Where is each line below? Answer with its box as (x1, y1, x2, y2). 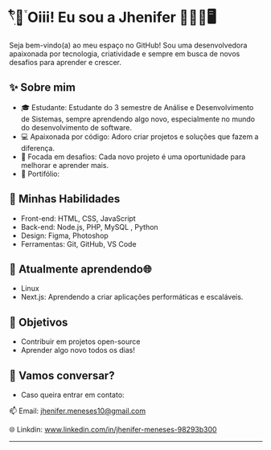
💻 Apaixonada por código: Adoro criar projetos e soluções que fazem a (20, 132, 259, 141)
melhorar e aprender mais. (20, 160, 109, 170)
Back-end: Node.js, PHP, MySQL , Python (20, 222, 159, 231)
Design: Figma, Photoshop (20, 231, 109, 240)
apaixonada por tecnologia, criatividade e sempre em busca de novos (9, 48, 240, 59)
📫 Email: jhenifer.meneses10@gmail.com (9, 406, 146, 415)
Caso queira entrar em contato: (20, 390, 125, 399)
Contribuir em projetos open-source (20, 337, 141, 346)
